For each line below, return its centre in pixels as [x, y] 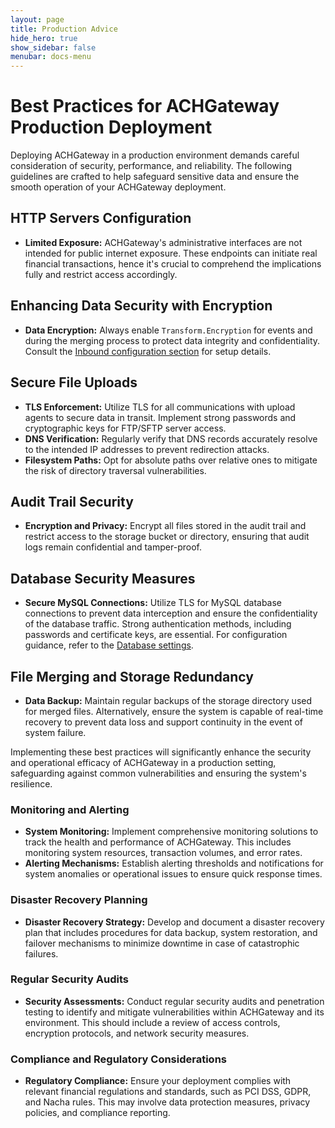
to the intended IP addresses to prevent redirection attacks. [147, 449]
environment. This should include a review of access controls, [152, 1022]
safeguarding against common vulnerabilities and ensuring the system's [158, 773]
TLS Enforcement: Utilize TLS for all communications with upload [160, 407]
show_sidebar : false [53, 47]
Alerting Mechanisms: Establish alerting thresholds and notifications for [174, 863]
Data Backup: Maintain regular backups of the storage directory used [168, 700]
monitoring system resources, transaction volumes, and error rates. [163, 853]
